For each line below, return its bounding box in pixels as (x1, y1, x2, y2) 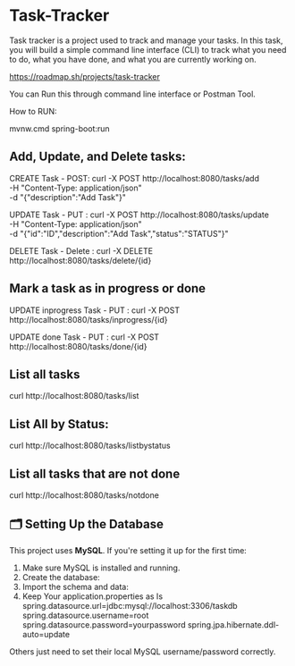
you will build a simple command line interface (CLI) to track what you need (9, 44, 287, 55)
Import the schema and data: (21, 581, 130, 592)
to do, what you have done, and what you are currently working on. (9, 54, 257, 64)
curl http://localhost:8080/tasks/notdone (9, 490, 159, 501)
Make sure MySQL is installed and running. (21, 562, 181, 573)
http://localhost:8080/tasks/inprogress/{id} (9, 314, 168, 325)
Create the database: (21, 571, 100, 582)
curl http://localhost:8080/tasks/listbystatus (9, 440, 172, 451)
